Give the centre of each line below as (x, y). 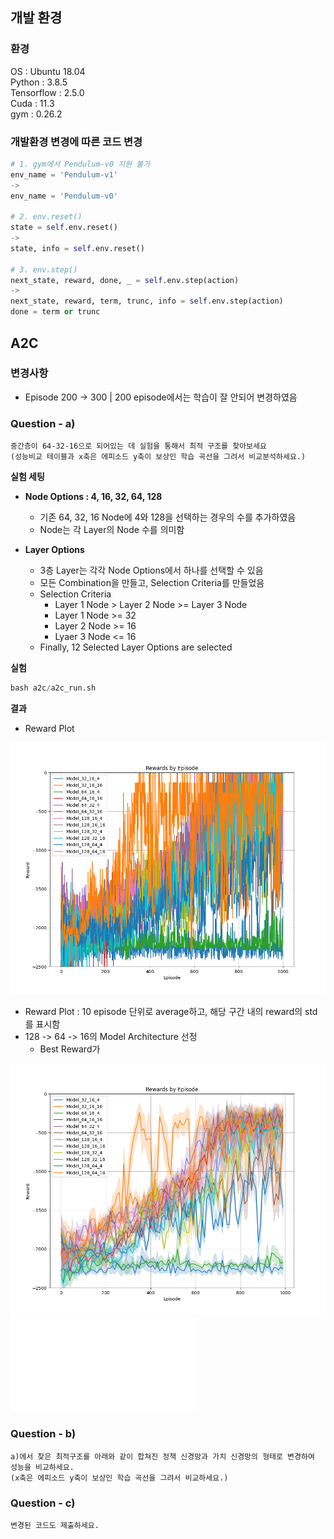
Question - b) (43, 1434)
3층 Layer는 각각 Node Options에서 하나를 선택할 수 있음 (151, 570)
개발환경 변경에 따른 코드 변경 (76, 141)
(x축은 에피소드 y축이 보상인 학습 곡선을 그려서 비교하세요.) (119, 1478)
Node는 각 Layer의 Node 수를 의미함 (112, 530)
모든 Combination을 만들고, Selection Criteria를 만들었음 (152, 583)
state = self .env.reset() (64, 228)
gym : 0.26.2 (36, 114)
